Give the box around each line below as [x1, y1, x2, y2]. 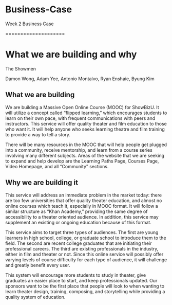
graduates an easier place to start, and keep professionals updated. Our [5, 277, 158, 283]
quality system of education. [5, 294, 66, 300]
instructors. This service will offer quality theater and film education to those [5, 120, 167, 127]
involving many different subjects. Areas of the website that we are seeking [5, 152, 165, 158]
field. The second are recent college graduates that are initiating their [5, 240, 152, 246]
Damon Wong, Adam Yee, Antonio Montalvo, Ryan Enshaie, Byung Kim [5, 76, 155, 82]
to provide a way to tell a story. [5, 131, 71, 137]
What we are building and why [5, 49, 137, 60]
